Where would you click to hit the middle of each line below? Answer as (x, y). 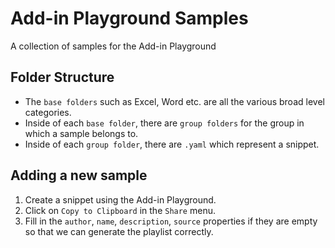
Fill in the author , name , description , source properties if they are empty (171, 221)
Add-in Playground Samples (129, 18)
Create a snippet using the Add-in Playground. (120, 199)
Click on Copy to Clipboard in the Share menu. (120, 210)
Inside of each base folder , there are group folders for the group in (164, 123)
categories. (48, 112)
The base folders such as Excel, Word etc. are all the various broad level (174, 101)
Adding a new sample (79, 175)
